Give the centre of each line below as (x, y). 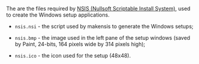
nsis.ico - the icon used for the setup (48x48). (73, 55)
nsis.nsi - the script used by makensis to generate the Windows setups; (104, 26)
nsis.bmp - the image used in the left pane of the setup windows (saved (102, 38)
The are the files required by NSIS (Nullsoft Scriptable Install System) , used (98, 9)
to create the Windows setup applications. (58, 15)
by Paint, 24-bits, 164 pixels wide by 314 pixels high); (80, 44)
